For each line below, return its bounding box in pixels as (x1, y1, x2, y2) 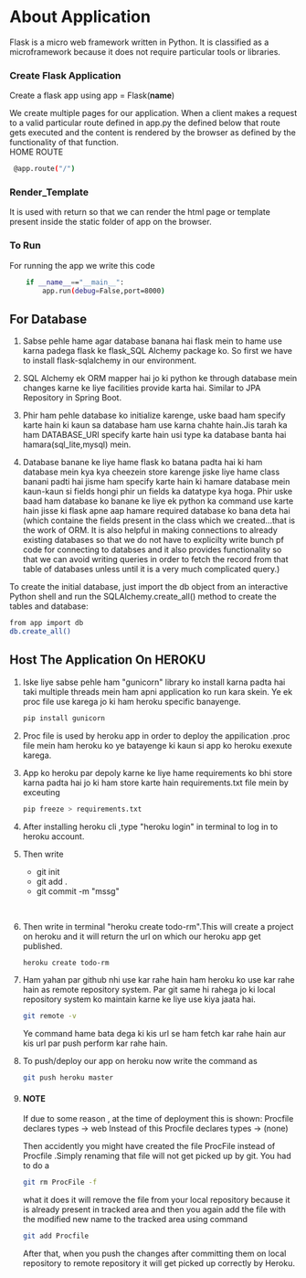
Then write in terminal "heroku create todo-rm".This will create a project (22, 921, 294, 932)
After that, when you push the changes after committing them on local (22, 1248, 287, 1259)
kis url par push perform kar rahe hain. (22, 1038, 168, 1049)
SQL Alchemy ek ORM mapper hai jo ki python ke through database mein (22, 373, 298, 384)
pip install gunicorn (22, 713, 105, 723)
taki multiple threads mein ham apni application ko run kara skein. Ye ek (22, 686, 293, 697)
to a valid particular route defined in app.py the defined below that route (9, 117, 280, 129)
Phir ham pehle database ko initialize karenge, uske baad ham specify (22, 410, 286, 421)
